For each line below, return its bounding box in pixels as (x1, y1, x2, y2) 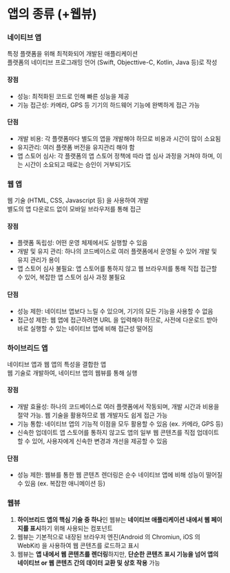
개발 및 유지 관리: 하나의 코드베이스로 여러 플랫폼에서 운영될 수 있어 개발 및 (17, 247, 218, 255)
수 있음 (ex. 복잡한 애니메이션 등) (17, 479, 105, 487)
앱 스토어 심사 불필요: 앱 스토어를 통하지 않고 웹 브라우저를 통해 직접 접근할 (17, 264, 218, 273)
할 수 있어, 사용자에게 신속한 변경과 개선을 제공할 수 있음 (17, 437, 168, 445)
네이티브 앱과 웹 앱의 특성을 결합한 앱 (7, 360, 107, 368)
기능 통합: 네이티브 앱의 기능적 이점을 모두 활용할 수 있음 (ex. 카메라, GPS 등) (17, 420, 224, 428)
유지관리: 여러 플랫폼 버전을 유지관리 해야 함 (17, 143, 136, 151)
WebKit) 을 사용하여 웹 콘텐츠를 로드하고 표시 (17, 541, 140, 550)
